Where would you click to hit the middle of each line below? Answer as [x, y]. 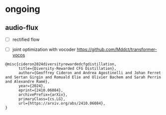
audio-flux [22, 28]
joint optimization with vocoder [44, 50]
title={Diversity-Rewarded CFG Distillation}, [67, 69]
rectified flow [26, 39]
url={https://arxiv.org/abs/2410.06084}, [62, 104]
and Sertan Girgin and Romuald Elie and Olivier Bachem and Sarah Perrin [83, 77]
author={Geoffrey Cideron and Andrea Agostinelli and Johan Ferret [90, 73]
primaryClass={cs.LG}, [42, 99]
